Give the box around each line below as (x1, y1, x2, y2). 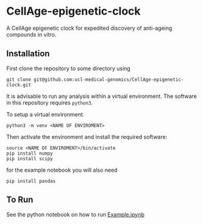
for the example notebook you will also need (6, 166, 118, 173)
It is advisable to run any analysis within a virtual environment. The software (6, 93, 197, 100)
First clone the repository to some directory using (6, 65, 131, 72)
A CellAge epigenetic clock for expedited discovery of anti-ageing (6, 24, 173, 32)
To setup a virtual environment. (6, 111, 85, 118)
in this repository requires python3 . (6, 99, 93, 106)
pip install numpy (6, 150, 53, 156)
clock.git (6, 82, 32, 88)
